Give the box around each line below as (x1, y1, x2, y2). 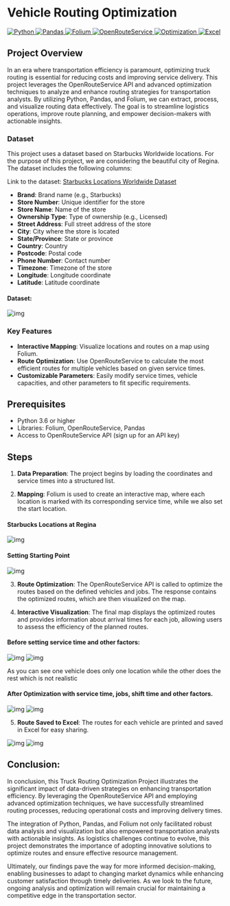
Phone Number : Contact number (16, 256, 111, 265)
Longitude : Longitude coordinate (16, 271, 111, 280)
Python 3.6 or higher (16, 417, 76, 425)
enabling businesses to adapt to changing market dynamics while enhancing (7, 869, 224, 877)
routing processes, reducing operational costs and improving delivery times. (7, 806, 223, 815)
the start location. (16, 505, 67, 513)
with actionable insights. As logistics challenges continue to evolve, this (7, 834, 209, 842)
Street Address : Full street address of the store (16, 220, 152, 228)
